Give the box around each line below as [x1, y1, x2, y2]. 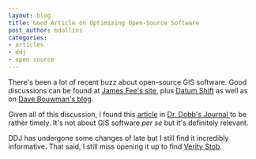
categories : [8, 33, 47, 42]
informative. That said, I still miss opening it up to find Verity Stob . [8, 142, 223, 151]
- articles [8, 41, 44, 49]
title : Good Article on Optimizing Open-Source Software [8, 19, 200, 27]
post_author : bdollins [8, 26, 83, 34]
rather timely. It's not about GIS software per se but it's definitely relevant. [8, 118, 249, 127]
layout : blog [8, 11, 51, 20]
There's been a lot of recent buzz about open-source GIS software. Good [8, 77, 247, 87]
